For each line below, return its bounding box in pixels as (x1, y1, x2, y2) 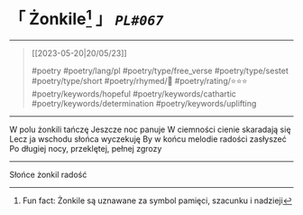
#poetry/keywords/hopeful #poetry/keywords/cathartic (31, 89, 237, 99)
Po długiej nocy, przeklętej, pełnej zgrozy (9, 144, 162, 154)
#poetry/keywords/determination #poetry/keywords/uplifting (31, 98, 257, 109)
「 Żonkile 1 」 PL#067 (9, 5, 164, 30)
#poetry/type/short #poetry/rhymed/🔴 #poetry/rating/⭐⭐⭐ (31, 76, 248, 87)
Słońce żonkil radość (9, 169, 87, 181)
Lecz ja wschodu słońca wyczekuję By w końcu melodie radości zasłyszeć (9, 134, 287, 145)
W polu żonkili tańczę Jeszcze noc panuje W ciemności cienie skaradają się (9, 124, 291, 136)
